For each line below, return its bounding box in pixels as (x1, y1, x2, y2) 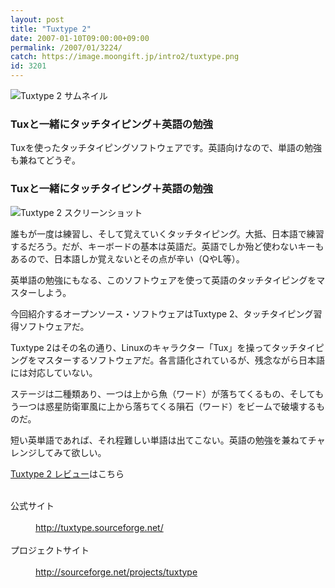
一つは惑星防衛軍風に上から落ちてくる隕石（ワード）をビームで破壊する (18, 400, 317, 412)
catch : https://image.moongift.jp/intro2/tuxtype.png (10, 52, 240, 62)
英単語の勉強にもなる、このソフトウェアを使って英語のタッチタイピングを (10, 274, 317, 286)
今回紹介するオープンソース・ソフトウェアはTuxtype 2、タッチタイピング (10, 307, 314, 320)
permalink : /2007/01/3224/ (10, 42, 123, 53)
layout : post (10, 14, 65, 25)
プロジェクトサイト (10, 544, 90, 556)
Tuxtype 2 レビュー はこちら (10, 467, 125, 480)
